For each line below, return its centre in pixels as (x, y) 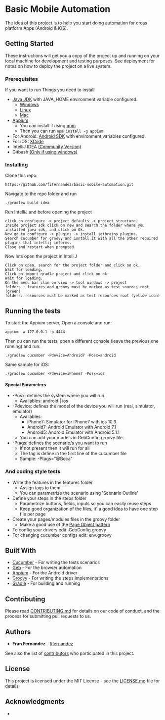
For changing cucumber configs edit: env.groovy (62, 535)
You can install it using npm (47, 126)
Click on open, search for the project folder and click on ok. (73, 265)
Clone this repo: (21, 176)
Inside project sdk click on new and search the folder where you (75, 226)
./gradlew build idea (27, 203)
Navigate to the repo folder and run (41, 194)
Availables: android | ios (44, 401)
